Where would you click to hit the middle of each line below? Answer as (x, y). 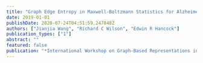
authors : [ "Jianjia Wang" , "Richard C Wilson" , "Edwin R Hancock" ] (93, 28)
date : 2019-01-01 (28, 17)
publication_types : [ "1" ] (39, 34)
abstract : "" (23, 40)
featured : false (27, 46)
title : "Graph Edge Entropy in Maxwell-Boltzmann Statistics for (90, 12)
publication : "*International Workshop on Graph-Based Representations (98, 51)
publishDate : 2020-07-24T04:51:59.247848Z (60, 23)
